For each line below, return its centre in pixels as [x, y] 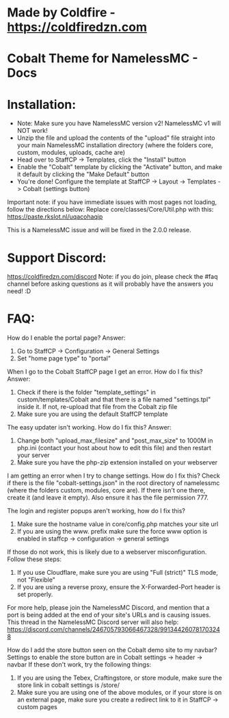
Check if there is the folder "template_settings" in [86, 393]
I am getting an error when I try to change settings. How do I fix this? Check [113, 476]
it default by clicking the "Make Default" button [83, 174]
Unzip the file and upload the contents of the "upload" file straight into [116, 138]
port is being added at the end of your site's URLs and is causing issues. [109, 615]
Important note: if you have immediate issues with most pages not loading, [112, 202]
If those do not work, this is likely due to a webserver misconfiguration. [107, 552]
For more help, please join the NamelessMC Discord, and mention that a [108, 608]
